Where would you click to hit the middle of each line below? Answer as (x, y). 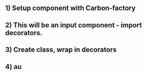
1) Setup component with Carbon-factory (71, 8)
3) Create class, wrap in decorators (61, 50)
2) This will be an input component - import (73, 25)
